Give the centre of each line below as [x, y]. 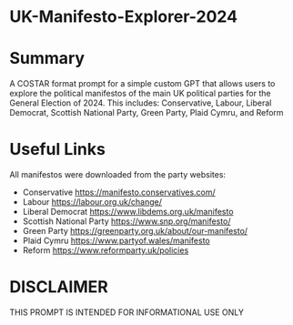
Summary [47, 59]
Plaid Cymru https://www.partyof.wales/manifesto [116, 241]
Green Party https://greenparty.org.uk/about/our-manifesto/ [135, 231]
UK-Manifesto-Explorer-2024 [124, 17]
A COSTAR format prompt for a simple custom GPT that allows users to [142, 84]
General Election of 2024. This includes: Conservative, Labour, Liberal [141, 103]
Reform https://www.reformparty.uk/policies [106, 250]
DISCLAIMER [59, 287]
